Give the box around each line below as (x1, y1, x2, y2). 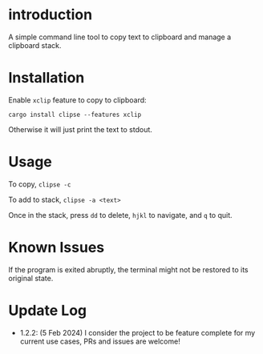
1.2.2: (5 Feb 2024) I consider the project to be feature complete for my (19, 328, 256, 337)
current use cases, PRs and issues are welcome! (19, 336, 180, 346)
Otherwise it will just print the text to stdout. (8, 124, 152, 134)
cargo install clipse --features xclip (8, 111, 142, 119)
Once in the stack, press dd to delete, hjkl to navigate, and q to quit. (8, 210, 233, 219)
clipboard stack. (8, 40, 62, 50)
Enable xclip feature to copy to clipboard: (8, 95, 147, 105)
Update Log (8, 301, 87, 320)
